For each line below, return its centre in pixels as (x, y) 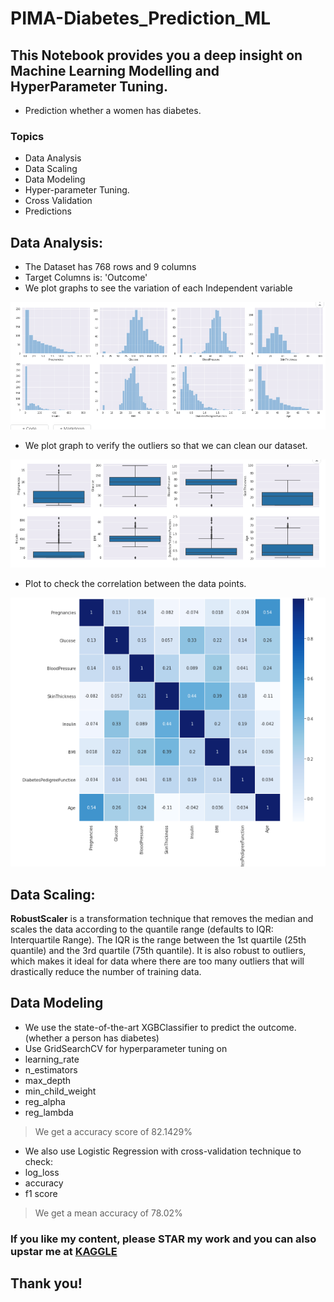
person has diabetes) (115, 1038)
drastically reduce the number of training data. (106, 972)
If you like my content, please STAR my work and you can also (163, 1239)
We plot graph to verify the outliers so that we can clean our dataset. (166, 445)
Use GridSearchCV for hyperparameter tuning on (126, 1048)
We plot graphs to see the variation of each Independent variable (158, 288)
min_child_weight (60, 1091)
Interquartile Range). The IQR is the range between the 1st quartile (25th (158, 940)
